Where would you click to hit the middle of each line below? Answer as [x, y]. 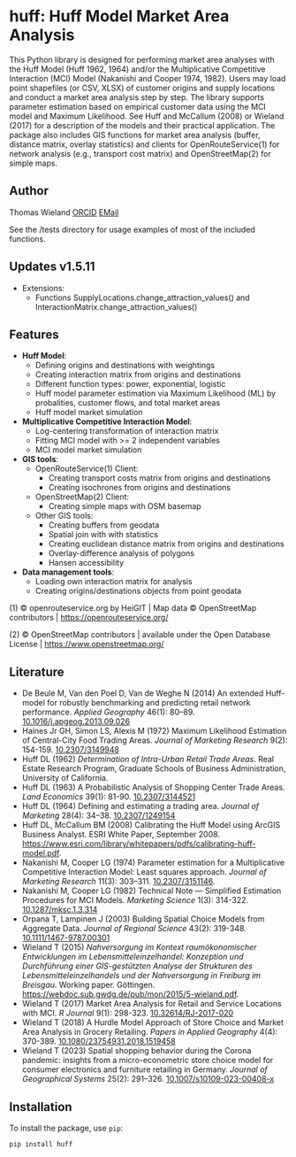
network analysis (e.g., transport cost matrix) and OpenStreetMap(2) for [140, 153]
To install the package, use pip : [66, 1128]
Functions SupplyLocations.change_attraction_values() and [142, 297]
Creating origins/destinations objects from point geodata [138, 591]
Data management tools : [68, 572]
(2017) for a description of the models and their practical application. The [142, 125]
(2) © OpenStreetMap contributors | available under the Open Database [140, 635]
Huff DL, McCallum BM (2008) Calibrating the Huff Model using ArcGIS [151, 825]
